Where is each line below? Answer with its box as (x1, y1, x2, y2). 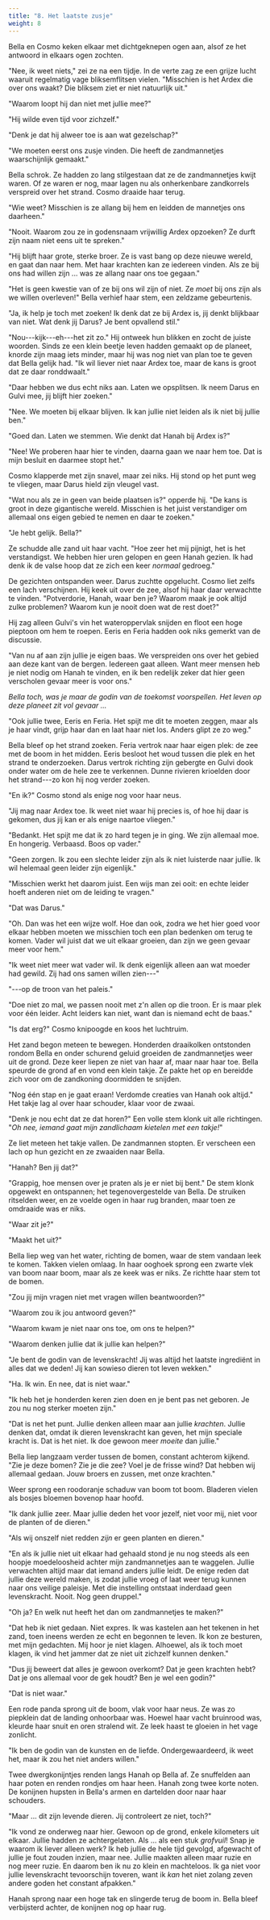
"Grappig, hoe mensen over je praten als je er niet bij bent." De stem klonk (8, 1178, 255, 1187)
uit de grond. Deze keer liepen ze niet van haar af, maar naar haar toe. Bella (8, 1057, 259, 1066)
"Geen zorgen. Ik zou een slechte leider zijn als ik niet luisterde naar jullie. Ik (8, 854, 261, 864)
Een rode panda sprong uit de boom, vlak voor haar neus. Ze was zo (8, 1704, 235, 1713)
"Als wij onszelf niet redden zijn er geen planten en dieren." (8, 1532, 205, 1543)
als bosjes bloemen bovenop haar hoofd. (8, 1493, 144, 1502)
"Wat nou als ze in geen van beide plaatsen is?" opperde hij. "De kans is (8, 494, 247, 505)
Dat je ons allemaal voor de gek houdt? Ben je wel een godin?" (8, 1673, 216, 1683)
